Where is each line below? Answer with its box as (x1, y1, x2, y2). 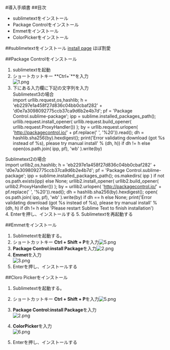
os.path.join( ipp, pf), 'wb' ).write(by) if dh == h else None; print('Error (5, 194, 152, 200)
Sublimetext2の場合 (5, 156, 47, 162)
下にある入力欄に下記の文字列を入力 (12, 85, 89, 91)
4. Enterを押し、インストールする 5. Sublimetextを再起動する (5, 211, 133, 217)
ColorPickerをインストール (12, 35, 69, 40)
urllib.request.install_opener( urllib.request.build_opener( (12, 119, 132, 125)
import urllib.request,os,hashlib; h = (12, 97, 88, 103)
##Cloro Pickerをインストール (5, 274, 68, 280)
